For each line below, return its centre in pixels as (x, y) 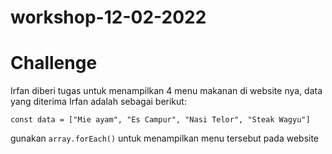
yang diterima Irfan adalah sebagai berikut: (98, 102)
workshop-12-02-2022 (108, 17)
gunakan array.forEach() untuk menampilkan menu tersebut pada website (165, 138)
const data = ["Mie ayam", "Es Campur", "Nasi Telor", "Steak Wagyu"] (160, 120)
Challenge (54, 63)
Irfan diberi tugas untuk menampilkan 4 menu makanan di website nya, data (166, 91)
